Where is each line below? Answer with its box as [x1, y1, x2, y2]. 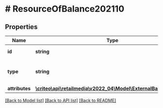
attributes [7, 85, 31, 92]
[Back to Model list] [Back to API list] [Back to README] [5, 98, 116, 103]
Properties [5, 23, 38, 31]
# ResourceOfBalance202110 [5, 3, 125, 15]
